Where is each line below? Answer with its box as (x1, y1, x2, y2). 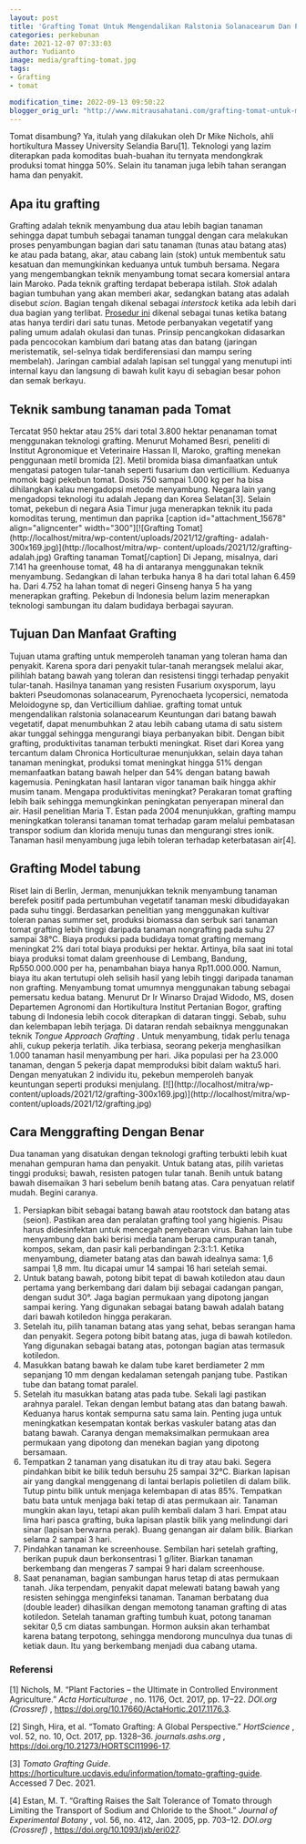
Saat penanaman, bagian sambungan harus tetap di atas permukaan (22, 1573, 280, 1583)
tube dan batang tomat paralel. (22, 1379, 139, 1390)
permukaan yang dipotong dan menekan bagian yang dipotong (22, 1437, 260, 1449)
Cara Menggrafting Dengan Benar (9, 1124, 205, 1140)
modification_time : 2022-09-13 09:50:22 (9, 97, 166, 107)
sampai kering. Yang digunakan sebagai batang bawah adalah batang (22, 1302, 284, 1313)
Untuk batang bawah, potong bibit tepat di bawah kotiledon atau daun (22, 1273, 285, 1284)
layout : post (9, 13, 59, 23)
